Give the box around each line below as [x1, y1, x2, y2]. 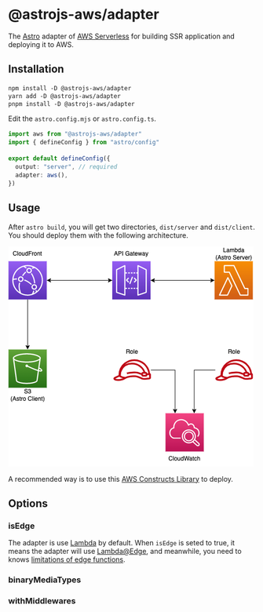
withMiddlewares [8, 596, 76, 607]
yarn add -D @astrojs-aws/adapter [8, 92, 122, 100]
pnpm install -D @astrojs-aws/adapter [8, 100, 135, 107]
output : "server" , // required [15, 163, 118, 171]
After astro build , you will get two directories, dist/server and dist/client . [8, 222, 255, 231]
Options [8, 497, 49, 511]
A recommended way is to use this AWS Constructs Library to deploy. [8, 474, 234, 483]
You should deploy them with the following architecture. [8, 230, 188, 240]
